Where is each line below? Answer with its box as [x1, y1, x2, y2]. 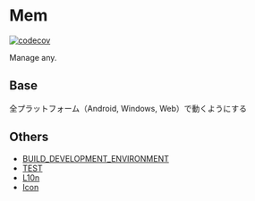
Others [9, 130, 49, 145]
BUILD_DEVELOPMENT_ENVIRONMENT [21, 153, 170, 163]
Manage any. [9, 52, 57, 63]
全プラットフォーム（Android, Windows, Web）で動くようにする [9, 103, 248, 113]
